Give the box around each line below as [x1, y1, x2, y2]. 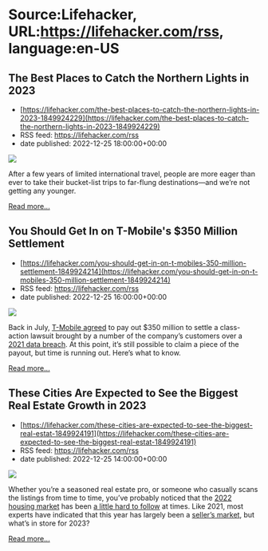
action [8, 331, 30, 340]
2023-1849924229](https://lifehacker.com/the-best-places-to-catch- [19, 113, 250, 123]
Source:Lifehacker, [8, 6, 137, 24]
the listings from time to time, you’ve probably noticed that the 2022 [8, 493, 232, 502]
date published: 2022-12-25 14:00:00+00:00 [19, 454, 167, 463]
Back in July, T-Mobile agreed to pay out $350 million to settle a [8, 322, 219, 332]
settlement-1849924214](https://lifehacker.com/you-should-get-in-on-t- [19, 266, 258, 276]
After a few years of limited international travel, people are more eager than [8, 169, 255, 179]
